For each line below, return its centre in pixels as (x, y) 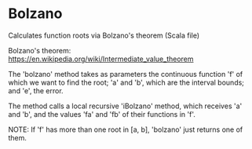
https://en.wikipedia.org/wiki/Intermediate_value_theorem (101, 59)
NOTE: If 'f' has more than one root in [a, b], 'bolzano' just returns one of (126, 129)
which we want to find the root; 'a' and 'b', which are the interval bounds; (126, 82)
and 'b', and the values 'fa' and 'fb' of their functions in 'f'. (102, 114)
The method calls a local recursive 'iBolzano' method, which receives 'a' (125, 106)
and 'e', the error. (36, 90)
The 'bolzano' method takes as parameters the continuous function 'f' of (126, 74)
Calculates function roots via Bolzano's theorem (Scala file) (104, 35)
